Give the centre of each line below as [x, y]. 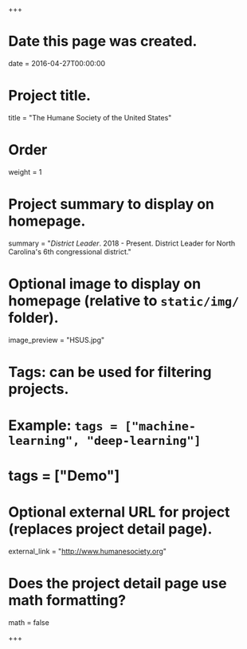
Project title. [50, 96]
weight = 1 [25, 171]
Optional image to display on [105, 283]
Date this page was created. [103, 41]
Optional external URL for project [119, 512]
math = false [29, 623]
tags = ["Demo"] [64, 476]
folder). [33, 318]
